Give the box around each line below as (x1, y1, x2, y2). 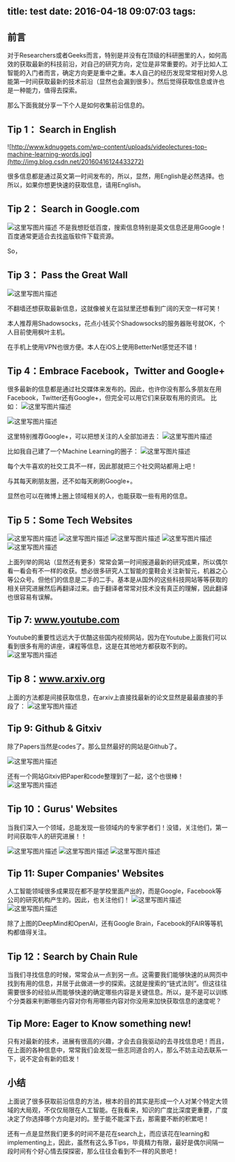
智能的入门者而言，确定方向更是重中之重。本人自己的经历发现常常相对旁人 (7, 69, 222, 77)
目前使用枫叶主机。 (13, 327, 69, 336)
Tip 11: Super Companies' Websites (7, 867, 164, 879)
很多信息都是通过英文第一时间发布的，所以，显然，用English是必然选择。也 (7, 172, 225, 181)
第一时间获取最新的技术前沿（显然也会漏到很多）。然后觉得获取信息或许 (13, 77, 219, 86)
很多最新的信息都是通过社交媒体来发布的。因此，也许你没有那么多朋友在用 (7, 385, 222, 393)
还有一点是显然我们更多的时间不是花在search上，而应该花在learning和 (7, 1129, 210, 1137)
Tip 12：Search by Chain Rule (7, 950, 138, 962)
